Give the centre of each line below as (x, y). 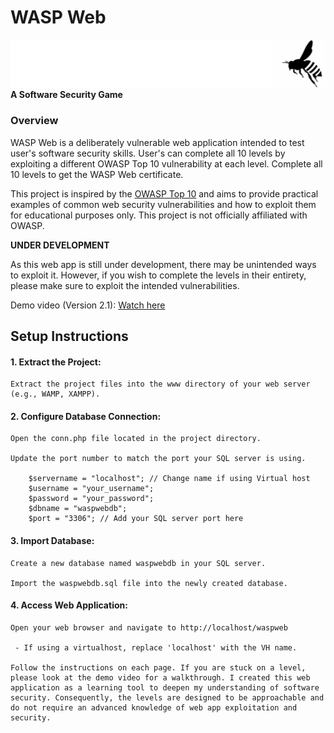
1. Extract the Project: (56, 362)
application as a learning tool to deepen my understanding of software (165, 687)
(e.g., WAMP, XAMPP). (55, 394)
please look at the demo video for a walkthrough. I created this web (160, 677)
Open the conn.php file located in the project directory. (136, 439)
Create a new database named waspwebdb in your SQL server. (138, 563)
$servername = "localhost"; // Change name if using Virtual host (169, 479)
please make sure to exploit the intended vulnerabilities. (125, 285)
